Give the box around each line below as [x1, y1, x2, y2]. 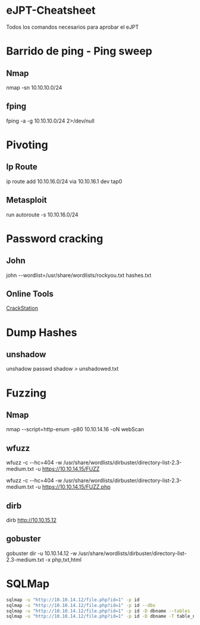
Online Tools [6, 288, 54, 299]
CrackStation [6, 304, 39, 312]
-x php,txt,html [45, 556, 82, 563]
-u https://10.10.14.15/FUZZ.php [35, 483, 111, 490]
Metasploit [6, 195, 48, 205]
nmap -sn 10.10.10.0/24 [6, 84, 62, 91]
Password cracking [6, 231, 104, 245]
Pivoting [6, 138, 49, 151]
